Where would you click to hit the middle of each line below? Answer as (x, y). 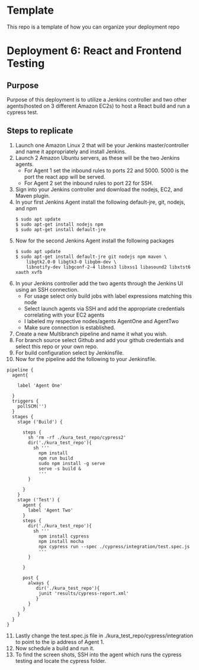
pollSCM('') (32, 406)
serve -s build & (60, 469)
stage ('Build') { (40, 422)
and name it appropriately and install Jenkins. (71, 151)
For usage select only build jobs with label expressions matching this (108, 296)
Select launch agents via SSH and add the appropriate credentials (105, 308)
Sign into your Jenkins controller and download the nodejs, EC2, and (99, 189)
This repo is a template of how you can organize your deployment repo (93, 27)
